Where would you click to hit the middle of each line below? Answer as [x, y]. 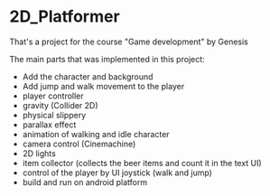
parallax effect [49, 125]
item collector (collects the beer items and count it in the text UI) [142, 163]
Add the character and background [88, 76]
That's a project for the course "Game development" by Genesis [129, 42]
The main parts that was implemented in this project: [107, 59]
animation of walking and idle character [96, 134]
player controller [53, 96]
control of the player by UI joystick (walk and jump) [117, 173]
